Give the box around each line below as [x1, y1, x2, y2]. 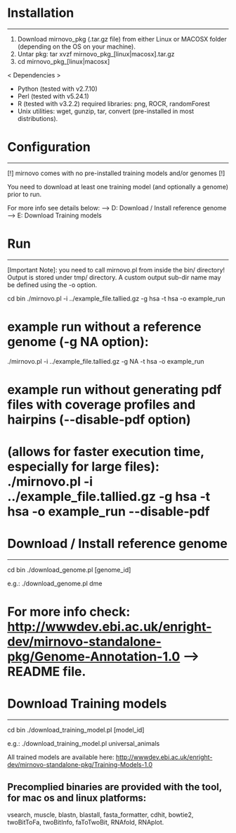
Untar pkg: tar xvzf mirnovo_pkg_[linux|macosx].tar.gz [17, 49, 175, 58]
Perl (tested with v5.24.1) [17, 91, 89, 100]
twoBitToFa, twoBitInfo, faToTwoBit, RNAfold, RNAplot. [7, 818, 164, 826]
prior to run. [7, 190, 42, 198]
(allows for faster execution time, [7, 444, 204, 460]
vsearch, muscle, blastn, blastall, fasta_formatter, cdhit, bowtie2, [7, 810, 194, 819]
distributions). [17, 114, 58, 122]
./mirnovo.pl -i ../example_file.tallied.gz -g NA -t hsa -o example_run [7, 357, 205, 365]
